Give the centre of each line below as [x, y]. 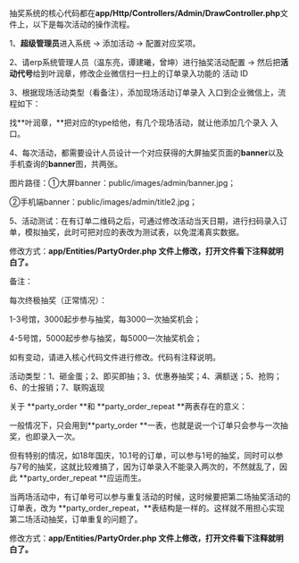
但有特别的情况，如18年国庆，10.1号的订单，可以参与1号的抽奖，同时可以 [142, 455]
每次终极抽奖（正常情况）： [58, 300]
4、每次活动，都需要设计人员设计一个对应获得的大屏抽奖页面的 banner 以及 [146, 153]
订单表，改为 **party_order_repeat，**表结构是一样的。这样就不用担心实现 [147, 508]
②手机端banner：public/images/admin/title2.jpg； [104, 202]
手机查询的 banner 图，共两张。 [66, 164]
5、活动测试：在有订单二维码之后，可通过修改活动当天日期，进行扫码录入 [145, 221]
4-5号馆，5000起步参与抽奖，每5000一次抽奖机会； [106, 338]
